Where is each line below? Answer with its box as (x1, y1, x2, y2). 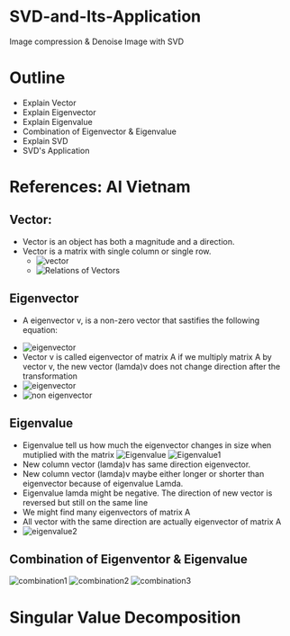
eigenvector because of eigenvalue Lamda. (22, 478, 184, 488)
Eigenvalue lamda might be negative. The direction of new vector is (22, 488, 273, 498)
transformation (22, 371, 78, 381)
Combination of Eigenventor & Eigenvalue (9, 551, 248, 567)
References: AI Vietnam (9, 177, 191, 197)
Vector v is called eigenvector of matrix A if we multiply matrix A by (22, 351, 272, 362)
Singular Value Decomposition (9, 607, 241, 627)
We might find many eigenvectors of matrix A (22, 506, 191, 517)
